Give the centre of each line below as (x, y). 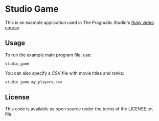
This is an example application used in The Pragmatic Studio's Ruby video (79, 22)
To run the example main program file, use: (48, 55)
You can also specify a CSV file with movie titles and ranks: (65, 73)
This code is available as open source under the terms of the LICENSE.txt (79, 109)
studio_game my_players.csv (34, 82)
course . (13, 27)
